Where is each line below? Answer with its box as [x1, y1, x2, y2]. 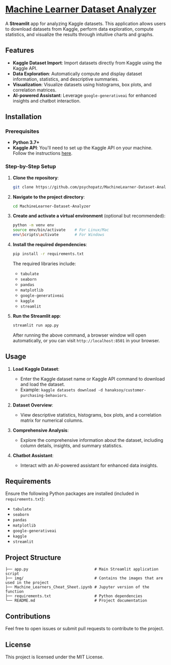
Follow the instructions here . [12, 150, 73, 156]
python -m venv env [12, 223, 55, 228]
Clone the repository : [12, 175, 59, 181]
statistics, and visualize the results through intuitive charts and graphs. [5, 31, 154, 37]
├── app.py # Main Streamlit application [5, 567, 159, 572]
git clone [12, 184, 34, 189]
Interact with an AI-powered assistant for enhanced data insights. [20, 462, 158, 468]
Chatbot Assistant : [12, 452, 54, 458]
